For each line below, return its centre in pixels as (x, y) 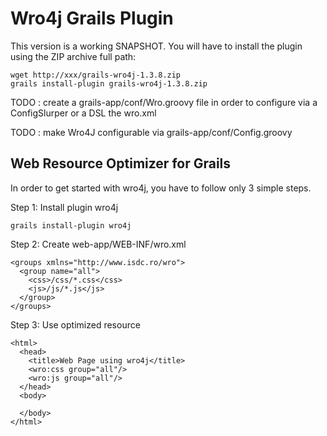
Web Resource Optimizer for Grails (121, 163)
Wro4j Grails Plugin (92, 18)
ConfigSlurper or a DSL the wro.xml (83, 113)
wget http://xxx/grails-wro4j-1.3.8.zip (96, 75)
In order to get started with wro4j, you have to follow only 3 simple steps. (161, 188)
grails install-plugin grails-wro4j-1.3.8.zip (109, 83)
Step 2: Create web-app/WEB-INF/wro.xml (98, 244)
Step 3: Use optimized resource (75, 324)
